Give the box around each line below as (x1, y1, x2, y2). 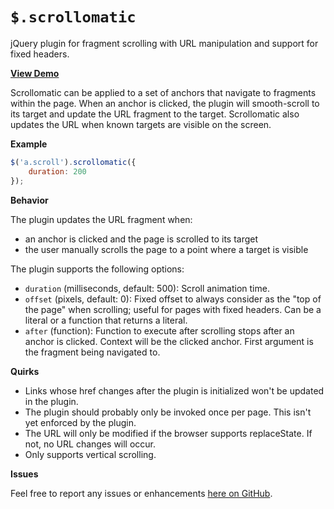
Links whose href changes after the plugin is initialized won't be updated (24, 384, 325, 397)
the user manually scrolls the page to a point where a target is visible (24, 243, 309, 255)
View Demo (10, 67, 60, 79)
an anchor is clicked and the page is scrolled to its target (24, 233, 259, 245)
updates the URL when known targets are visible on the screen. (10, 118, 272, 130)
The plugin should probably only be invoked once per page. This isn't (24, 406, 312, 418)
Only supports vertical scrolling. (24, 448, 157, 460)
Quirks (10, 365, 40, 377)
